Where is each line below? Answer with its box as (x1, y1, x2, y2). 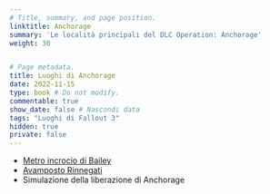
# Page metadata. (9, 63, 75, 73)
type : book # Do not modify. (9, 88, 120, 97)
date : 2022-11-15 (9, 80, 75, 89)
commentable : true (9, 96, 79, 105)
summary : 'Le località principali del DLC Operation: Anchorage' (9, 30, 262, 39)
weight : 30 (9, 38, 51, 48)
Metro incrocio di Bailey (22, 155, 112, 166)
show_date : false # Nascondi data (9, 105, 141, 114)
